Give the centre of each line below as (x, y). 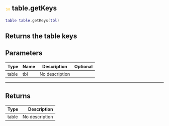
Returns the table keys (41, 36)
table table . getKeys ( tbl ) (32, 20)
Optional (83, 67)
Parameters (24, 53)
